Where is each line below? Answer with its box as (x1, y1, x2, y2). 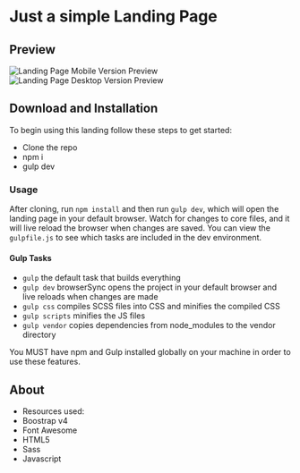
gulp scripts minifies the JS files (21, 310, 146, 321)
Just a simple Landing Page (9, 6, 218, 27)
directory (21, 329, 56, 341)
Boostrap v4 (21, 416, 69, 427)
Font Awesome (21, 425, 78, 435)
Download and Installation (9, 101, 159, 116)
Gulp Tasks (9, 252, 52, 263)
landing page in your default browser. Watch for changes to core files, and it (9, 213, 290, 224)
